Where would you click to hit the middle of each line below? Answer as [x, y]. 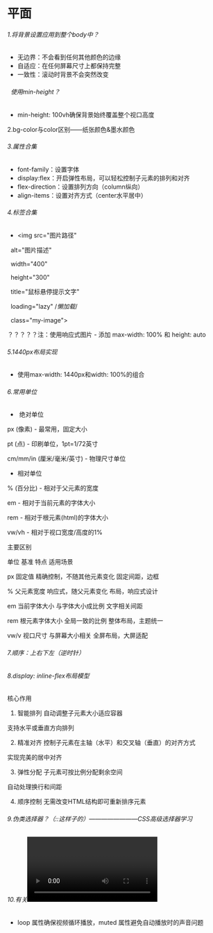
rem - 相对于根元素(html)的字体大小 [58, 517]
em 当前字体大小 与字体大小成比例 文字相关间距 [75, 606]
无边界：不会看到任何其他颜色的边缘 [69, 57]
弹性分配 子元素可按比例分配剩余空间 [70, 772]
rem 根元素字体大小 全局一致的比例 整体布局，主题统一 [85, 621]
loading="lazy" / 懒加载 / [44, 306]
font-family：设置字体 [48, 169]
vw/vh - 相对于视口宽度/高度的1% [55, 532]
